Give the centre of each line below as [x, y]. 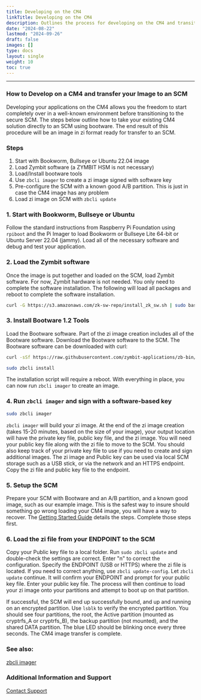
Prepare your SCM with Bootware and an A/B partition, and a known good [97, 498]
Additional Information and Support [59, 678]
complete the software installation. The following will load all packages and [99, 288]
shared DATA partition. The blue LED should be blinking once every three [96, 627]
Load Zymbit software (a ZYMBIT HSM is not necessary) [84, 167]
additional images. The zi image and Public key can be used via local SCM [98, 457]
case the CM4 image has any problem [62, 193]
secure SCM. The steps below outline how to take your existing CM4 [91, 120]
